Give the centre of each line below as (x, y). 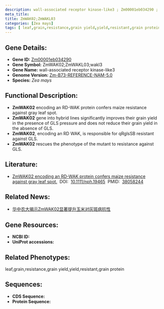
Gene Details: (26, 48)
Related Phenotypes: (38, 257)
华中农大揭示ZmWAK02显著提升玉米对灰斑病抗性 (61, 209)
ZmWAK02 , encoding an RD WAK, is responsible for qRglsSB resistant (83, 133)
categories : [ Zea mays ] (29, 23)
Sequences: (24, 285)
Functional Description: (41, 96)
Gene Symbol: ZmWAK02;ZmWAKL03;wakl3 (57, 65)
